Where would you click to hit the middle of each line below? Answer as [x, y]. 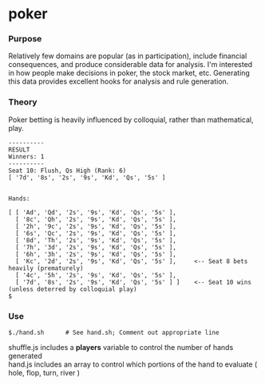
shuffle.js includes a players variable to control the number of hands [121, 348]
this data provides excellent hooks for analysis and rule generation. [119, 81]
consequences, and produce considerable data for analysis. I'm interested [131, 65]
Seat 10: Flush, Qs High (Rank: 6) [67, 171]
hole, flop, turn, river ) [44, 373]
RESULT [19, 149]
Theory [23, 102]
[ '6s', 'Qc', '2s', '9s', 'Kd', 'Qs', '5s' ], [96, 233]
